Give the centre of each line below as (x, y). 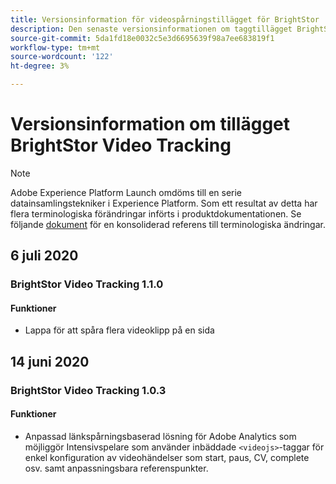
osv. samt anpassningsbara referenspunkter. (116, 468)
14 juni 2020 (50, 361)
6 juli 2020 (44, 256)
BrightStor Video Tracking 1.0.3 (88, 390)
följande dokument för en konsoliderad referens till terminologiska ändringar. (168, 224)
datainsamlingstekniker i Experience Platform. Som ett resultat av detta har (164, 203)
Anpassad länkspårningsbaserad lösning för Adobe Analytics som (160, 436)
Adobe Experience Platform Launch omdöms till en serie (126, 192)
